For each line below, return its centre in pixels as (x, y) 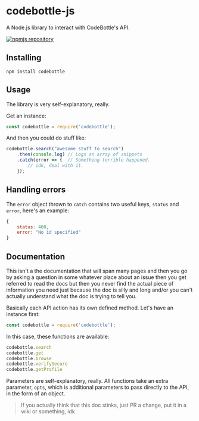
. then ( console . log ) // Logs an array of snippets (80, 154)
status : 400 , (33, 227)
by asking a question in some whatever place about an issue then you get (96, 277)
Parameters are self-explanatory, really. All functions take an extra (87, 381)
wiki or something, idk (48, 411)
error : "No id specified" (49, 233)
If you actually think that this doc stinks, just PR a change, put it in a (103, 405)
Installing (24, 58)
